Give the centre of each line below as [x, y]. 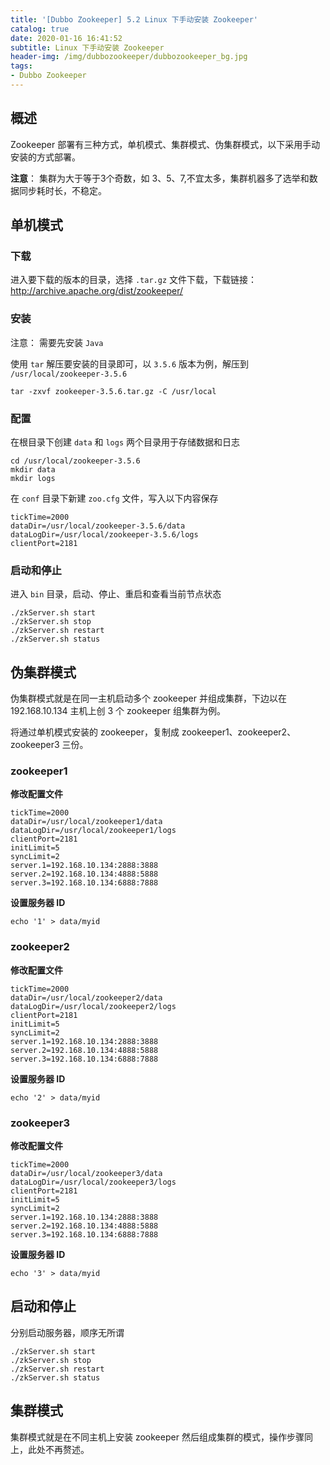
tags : [21, 66]
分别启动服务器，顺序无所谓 [67, 1332]
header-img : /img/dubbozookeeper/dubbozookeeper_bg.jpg [129, 57]
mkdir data [33, 469]
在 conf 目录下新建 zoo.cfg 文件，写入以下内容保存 [114, 498]
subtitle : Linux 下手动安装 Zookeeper [87, 47]
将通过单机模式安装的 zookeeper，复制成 [95, 732]
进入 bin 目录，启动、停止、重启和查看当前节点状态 [116, 594]
